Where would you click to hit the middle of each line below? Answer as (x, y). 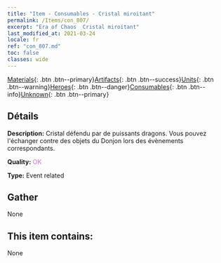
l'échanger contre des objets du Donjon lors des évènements (95, 140)
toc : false (23, 53)
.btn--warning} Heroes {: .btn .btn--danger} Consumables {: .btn (97, 87)
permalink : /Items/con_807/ (48, 20)
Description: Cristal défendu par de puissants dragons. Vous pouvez (107, 133)
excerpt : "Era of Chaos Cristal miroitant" (73, 27)
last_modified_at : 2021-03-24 (52, 33)
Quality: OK (25, 161)
